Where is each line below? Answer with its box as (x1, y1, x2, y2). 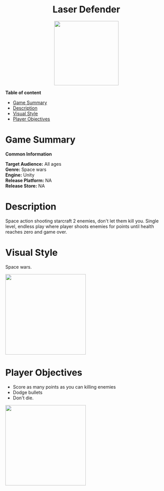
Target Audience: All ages (5, 161, 62, 167)
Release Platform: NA (5, 177, 52, 183)
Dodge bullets (12, 389, 43, 395)
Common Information (5, 151, 52, 157)
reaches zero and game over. (5, 229, 67, 235)
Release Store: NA (5, 183, 45, 189)
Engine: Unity (5, 171, 35, 178)
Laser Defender (52, 4, 120, 15)
